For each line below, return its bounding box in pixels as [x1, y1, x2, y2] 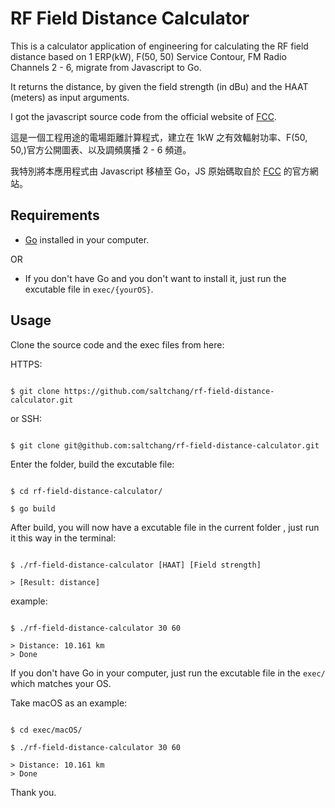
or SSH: [10, 412, 43, 424]
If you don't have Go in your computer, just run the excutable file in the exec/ [10, 667, 326, 679]
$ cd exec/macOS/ [10, 725, 83, 735]
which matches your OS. [10, 677, 112, 689]
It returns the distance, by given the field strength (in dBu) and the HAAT [10, 80, 309, 92]
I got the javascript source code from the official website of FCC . [10, 110, 277, 122]
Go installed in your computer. [24, 233, 150, 246]
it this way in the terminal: [10, 532, 117, 544]
